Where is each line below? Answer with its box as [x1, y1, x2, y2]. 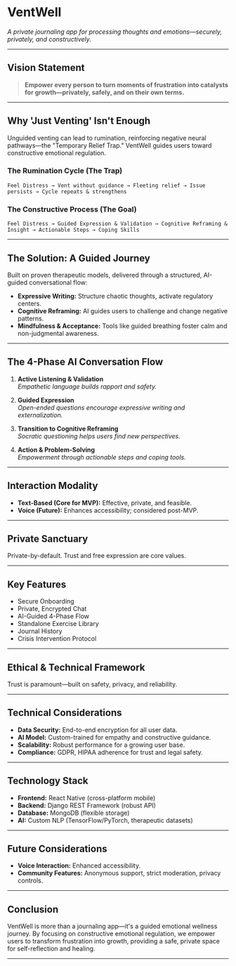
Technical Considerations [7, 707, 122, 719]
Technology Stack [7, 775, 88, 787]
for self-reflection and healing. [7, 944, 96, 953]
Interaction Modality [7, 480, 98, 492]
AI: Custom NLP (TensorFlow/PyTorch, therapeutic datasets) [17, 816, 193, 824]
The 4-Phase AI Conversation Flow [7, 356, 164, 368]
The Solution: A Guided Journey [7, 252, 151, 264]
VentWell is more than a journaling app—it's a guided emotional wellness [7, 922, 218, 931]
